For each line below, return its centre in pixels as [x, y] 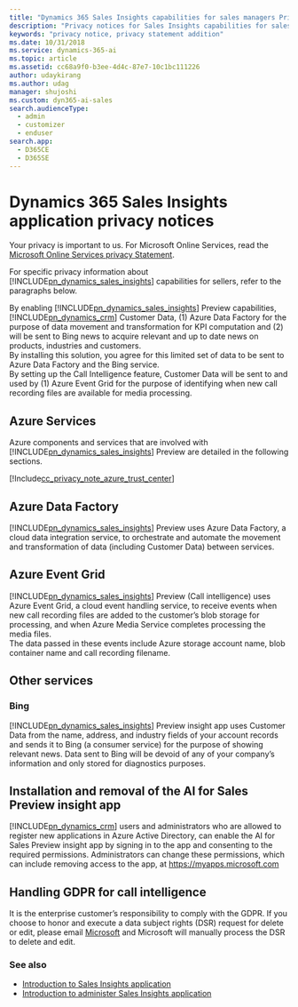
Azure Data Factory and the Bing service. [84, 364]
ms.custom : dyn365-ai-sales [61, 100]
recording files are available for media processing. [101, 393]
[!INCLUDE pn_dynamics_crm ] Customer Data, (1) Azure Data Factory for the [148, 317]
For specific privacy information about [79, 272]
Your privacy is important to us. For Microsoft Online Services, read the [139, 245]
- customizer [41, 125]
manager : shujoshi [43, 92]
